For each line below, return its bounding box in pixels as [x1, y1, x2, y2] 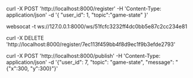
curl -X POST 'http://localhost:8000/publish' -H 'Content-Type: [6, 52, 161, 59]
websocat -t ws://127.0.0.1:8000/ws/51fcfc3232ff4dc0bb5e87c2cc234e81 [6, 23, 188, 30]
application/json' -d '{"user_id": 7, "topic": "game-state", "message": [6, 59, 175, 65]
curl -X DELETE [6, 35, 44, 41]
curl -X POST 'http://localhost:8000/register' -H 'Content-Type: [6, 5, 162, 12]
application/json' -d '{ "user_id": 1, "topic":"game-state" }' [6, 11, 148, 18]
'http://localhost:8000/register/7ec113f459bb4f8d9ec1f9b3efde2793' [6, 41, 176, 48]
